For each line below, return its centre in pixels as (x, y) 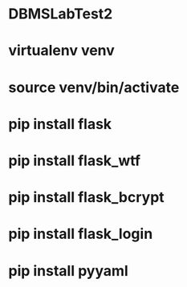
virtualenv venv (61, 51)
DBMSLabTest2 (61, 14)
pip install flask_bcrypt (86, 198)
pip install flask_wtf (75, 160)
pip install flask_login (81, 234)
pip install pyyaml (68, 271)
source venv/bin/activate (94, 87)
